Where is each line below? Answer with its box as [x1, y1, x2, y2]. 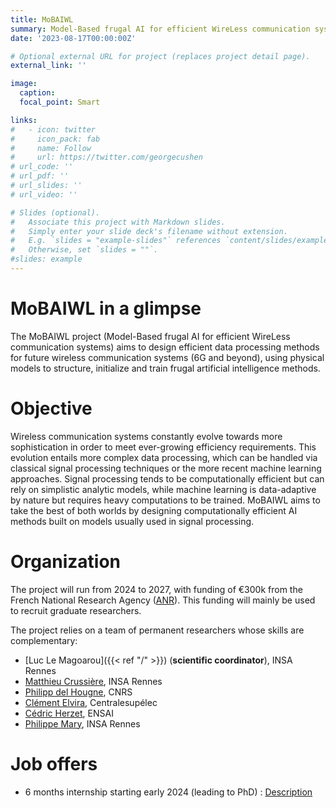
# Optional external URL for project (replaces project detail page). [10, 51, 311, 61]
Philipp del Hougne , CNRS [24, 686, 133, 698]
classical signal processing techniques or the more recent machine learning [10, 462, 322, 474]
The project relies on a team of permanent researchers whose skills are [10, 624, 305, 636]
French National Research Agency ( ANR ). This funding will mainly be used [10, 594, 316, 606]
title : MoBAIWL [10, 14, 74, 25]
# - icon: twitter [10, 124, 97, 135]
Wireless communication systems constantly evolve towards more [10, 430, 283, 442]
